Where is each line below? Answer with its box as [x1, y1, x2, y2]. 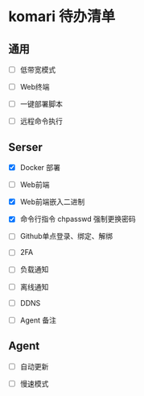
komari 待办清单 [8, 7, 116, 26]
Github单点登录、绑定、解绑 [19, 231, 113, 241]
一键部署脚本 [19, 99, 63, 109]
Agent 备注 [19, 315, 56, 325]
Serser [8, 140, 43, 154]
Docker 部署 [19, 163, 61, 173]
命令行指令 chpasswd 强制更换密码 [19, 215, 137, 224]
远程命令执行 [19, 116, 63, 126]
